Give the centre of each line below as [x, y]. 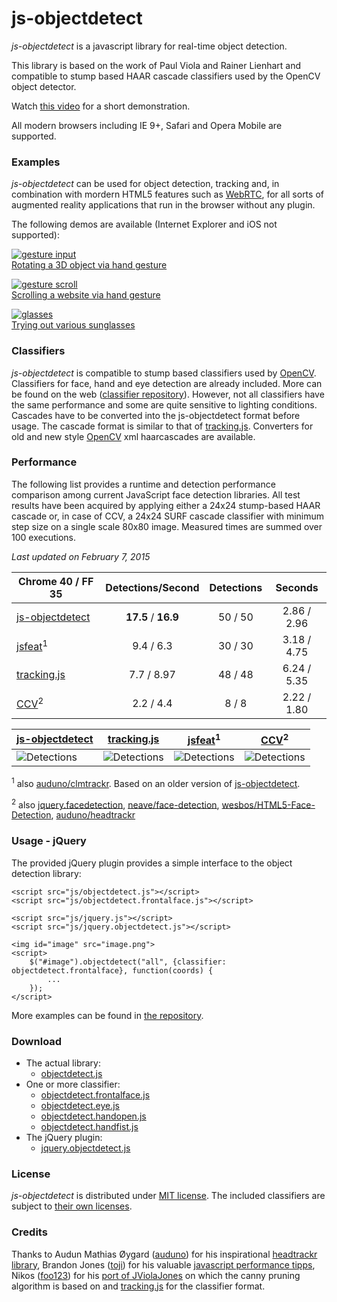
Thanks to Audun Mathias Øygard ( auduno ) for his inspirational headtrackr [164, 1254]
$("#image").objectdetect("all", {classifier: [128, 962]
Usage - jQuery [49, 841]
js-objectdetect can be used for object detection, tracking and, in [145, 184]
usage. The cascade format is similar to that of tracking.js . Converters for [162, 426]
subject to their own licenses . [72, 1206]
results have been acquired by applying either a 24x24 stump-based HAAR [166, 505]
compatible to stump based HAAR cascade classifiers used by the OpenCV [166, 76]
